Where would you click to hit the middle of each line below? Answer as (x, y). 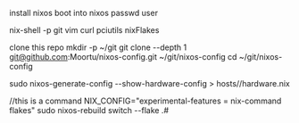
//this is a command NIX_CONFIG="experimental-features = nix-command (145, 101)
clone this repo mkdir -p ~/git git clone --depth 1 (98, 47)
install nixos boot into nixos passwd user (84, 13)
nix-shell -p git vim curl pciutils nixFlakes (84, 30)
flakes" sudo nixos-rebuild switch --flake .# (89, 110)
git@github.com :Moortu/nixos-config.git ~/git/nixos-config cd (123, 57)
